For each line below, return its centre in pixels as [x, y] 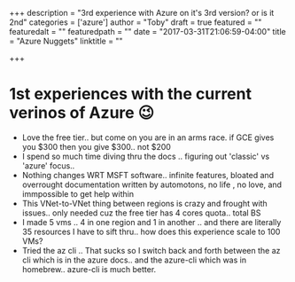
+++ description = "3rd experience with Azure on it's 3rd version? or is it [142, 13]
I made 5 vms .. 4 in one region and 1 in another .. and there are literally [151, 222]
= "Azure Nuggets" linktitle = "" [66, 41]
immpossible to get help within [78, 193]
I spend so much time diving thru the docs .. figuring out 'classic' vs [146, 156]
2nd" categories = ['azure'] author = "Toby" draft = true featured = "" [136, 22]
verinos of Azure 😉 [82, 113]
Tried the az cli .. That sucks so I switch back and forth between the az [151, 250]
